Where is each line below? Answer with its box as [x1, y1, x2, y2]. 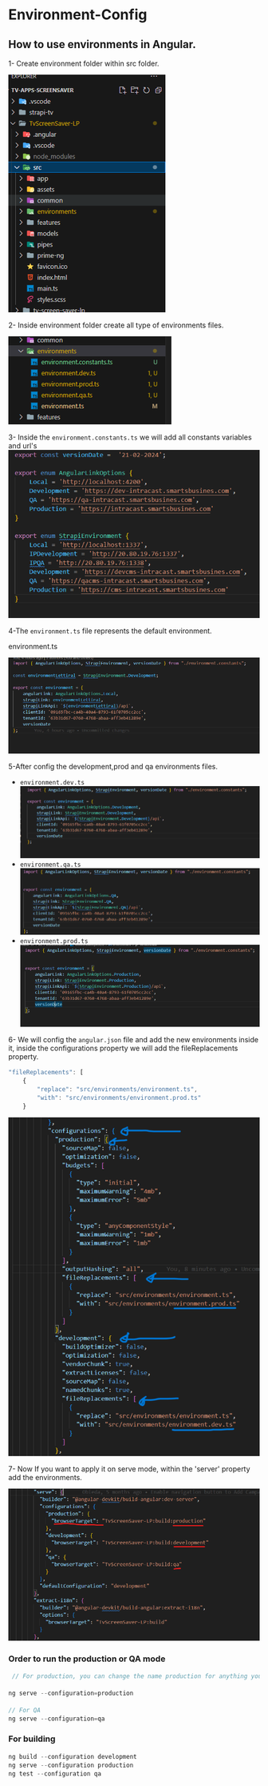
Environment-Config [8, 6, 148, 24]
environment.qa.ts [19, 861, 81, 869]
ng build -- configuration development [8, 1752, 137, 1760]
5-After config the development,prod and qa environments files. [8, 761, 218, 771]
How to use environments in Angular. [8, 38, 197, 51]
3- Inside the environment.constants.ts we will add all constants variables [8, 432, 253, 442]
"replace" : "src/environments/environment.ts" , [37, 1086, 198, 1094]
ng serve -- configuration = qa [8, 1715, 105, 1723]
